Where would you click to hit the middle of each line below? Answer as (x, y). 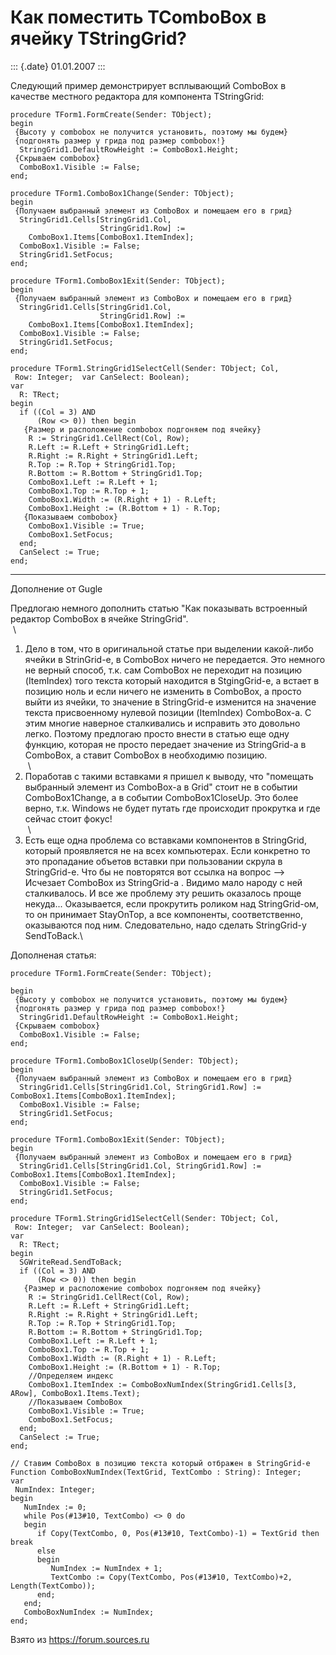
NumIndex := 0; (55, 1507)
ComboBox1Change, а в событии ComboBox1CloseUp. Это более (161, 797)
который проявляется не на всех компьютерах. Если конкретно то (167, 850)
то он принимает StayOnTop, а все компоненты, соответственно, (163, 914)
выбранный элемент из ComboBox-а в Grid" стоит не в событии (161, 787)
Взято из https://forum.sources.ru (80, 1639)
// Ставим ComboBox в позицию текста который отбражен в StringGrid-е (160, 1463)
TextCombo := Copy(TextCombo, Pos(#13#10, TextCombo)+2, (171, 1577)
